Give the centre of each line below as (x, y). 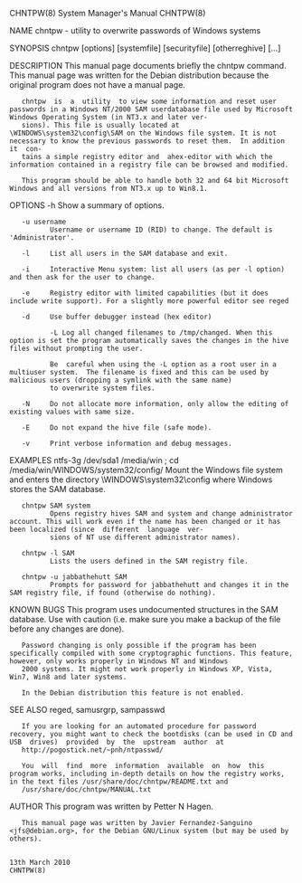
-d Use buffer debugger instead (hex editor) (117, 317)
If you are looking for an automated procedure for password (139, 726)
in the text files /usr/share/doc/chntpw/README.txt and (119, 782)
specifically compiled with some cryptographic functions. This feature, (151, 653)
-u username (44, 222)
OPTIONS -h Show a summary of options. (87, 205)
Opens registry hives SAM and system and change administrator (171, 514)
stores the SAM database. (58, 489)
